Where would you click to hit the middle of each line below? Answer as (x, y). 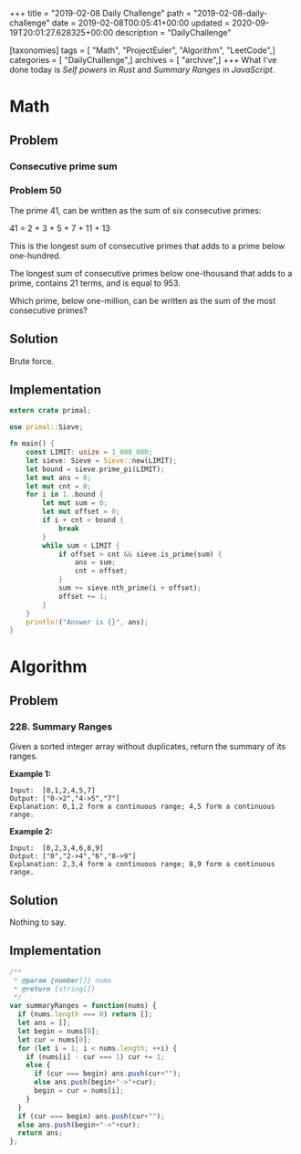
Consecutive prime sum (63, 166)
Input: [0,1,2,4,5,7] (52, 791)
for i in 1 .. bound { (65, 495)
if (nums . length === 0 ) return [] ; (85, 1014)
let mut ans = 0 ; (59, 477)
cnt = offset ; (101, 571)
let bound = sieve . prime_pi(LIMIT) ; (96, 469)
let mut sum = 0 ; (75, 503)
